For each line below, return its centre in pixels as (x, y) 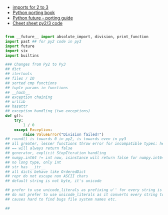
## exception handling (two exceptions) (48, 111)
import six (16, 51)
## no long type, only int (33, 162)
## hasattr (16, 106)
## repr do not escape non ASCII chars (47, 176)
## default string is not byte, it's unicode (53, 181)
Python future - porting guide (43, 18)
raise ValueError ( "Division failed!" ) (63, 134)
